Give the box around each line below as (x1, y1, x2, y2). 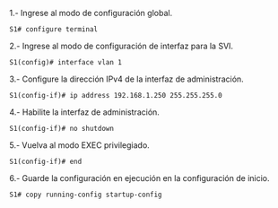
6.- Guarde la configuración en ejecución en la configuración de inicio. (9, 173, 271, 183)
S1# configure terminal (9, 25, 99, 34)
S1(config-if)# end (9, 157, 83, 166)
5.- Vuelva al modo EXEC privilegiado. (9, 140, 150, 151)
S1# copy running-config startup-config (9, 190, 163, 199)
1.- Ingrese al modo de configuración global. (9, 8, 173, 18)
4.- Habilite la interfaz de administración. (9, 107, 160, 117)
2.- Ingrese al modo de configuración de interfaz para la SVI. (9, 40, 234, 51)
